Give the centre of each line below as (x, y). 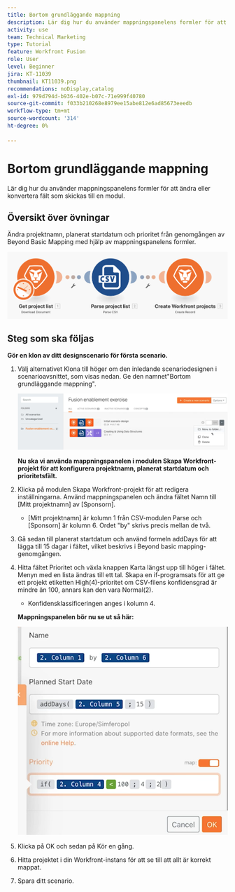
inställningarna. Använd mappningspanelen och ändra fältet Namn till (117, 497)
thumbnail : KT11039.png (42, 81)
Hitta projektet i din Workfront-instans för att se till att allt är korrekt (114, 860)
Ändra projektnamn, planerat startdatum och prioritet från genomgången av (116, 234)
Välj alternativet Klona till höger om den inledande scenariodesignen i (117, 369)
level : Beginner (31, 67)
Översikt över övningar (58, 217)
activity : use (28, 29)
